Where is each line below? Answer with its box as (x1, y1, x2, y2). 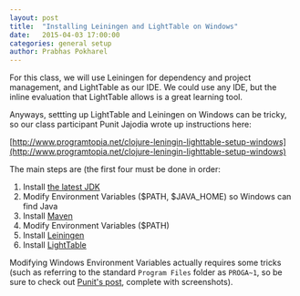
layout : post (9, 13, 59, 23)
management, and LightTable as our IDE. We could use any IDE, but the (9, 82, 277, 93)
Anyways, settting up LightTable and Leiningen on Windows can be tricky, (9, 109, 287, 120)
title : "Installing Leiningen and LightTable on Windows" (9, 22, 239, 31)
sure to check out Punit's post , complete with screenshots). (9, 277, 233, 288)
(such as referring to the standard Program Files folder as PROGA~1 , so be (9, 267, 283, 278)
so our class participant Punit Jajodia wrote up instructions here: (9, 119, 253, 130)
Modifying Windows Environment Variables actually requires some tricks (9, 257, 282, 269)
